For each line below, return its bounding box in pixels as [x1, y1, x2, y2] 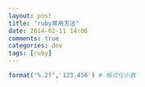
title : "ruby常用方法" [8, 19, 80, 27]
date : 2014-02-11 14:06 [8, 27, 89, 35]
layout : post [8, 11, 52, 20]
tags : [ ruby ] [8, 49, 52, 57]
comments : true [8, 34, 60, 43]
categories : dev [8, 42, 63, 50]
